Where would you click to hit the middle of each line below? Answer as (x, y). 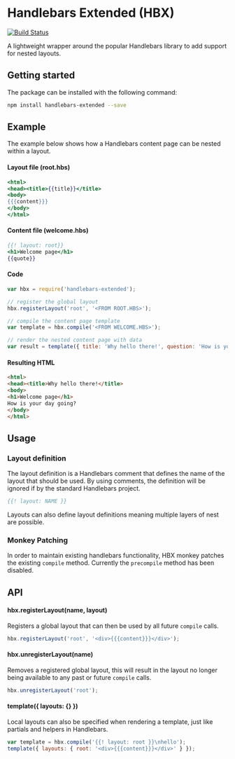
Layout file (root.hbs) (39, 167)
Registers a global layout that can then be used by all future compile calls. (113, 626)
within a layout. (29, 151)
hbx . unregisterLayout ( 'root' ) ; (53, 690)
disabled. (20, 570)
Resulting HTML (31, 362)
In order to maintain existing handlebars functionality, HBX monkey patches (116, 556)
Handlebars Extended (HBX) (91, 13)
